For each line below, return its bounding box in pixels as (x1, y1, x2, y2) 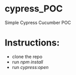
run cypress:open (12, 64, 49, 70)
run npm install (12, 58, 43, 65)
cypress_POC (5, 3, 63, 14)
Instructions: (5, 37, 60, 48)
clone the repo (12, 53, 43, 59)
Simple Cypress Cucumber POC (5, 19, 71, 25)
